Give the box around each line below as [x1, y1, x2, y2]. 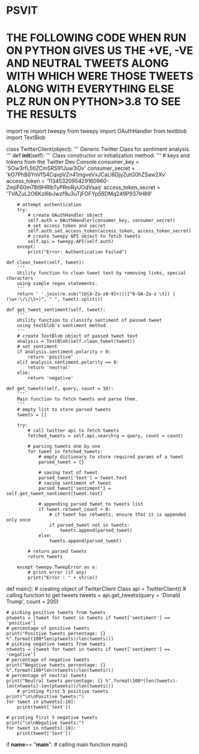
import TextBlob [6, 134, 46, 141]
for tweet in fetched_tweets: [28, 448, 103, 455]
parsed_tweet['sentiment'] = [38, 486, 111, 492]
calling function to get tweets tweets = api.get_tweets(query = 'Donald [6, 592, 180, 599]
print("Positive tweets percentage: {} [6, 631, 106, 637]
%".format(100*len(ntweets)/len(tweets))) [6, 668, 114, 674]
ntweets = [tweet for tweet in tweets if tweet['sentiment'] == [6, 647, 170, 653]
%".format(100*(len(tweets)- [105, 678, 179, 684]
